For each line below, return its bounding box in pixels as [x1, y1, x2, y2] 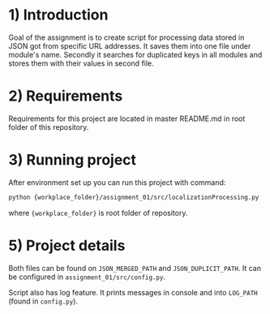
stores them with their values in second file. [8, 58, 154, 68]
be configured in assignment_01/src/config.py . [8, 272, 166, 282]
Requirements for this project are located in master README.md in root [8, 114, 246, 123]
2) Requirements [8, 87, 123, 105]
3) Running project [8, 151, 136, 170]
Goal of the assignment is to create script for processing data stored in [8, 32, 245, 42]
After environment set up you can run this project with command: [8, 177, 226, 187]
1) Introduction [8, 6, 109, 24]
